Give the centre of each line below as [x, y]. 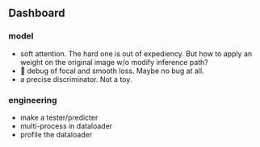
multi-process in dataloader [66, 126]
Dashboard [37, 13]
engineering [33, 100]
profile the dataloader [56, 134]
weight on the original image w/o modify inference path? [114, 62]
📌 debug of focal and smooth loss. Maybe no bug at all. [112, 71]
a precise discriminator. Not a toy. [76, 79]
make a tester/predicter [59, 117]
